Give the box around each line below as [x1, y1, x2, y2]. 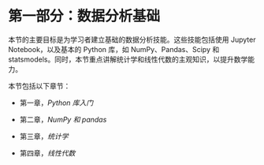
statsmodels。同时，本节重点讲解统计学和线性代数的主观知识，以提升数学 [8, 54, 248, 64]
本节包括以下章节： [8, 81, 71, 91]
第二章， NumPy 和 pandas [19, 114, 107, 124]
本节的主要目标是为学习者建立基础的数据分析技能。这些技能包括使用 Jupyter [8, 35, 256, 44]
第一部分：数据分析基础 [8, 7, 161, 25]
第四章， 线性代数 [19, 148, 76, 158]
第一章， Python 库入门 [19, 98, 94, 107]
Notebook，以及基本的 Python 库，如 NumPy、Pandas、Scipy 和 [8, 44, 220, 54]
